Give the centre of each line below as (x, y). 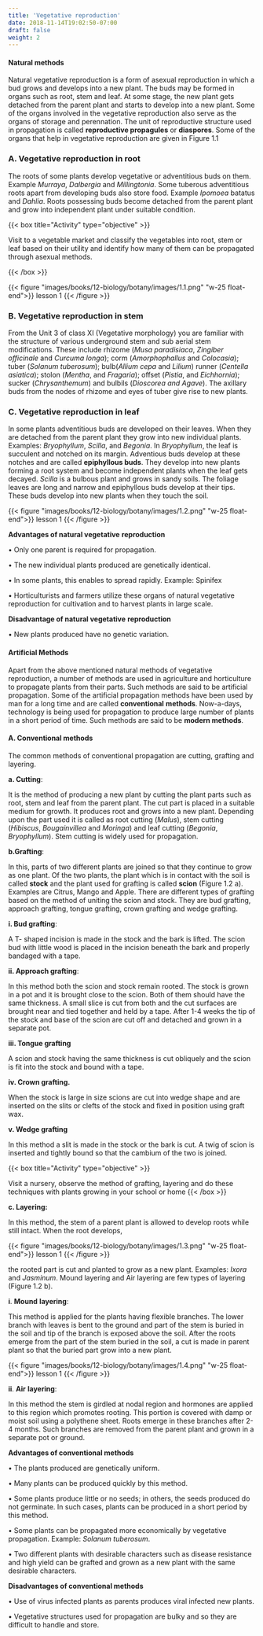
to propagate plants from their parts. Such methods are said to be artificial (128, 687)
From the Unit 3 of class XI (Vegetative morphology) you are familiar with (126, 333)
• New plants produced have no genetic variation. (89, 635)
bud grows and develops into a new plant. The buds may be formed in (121, 88)
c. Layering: (28, 1207)
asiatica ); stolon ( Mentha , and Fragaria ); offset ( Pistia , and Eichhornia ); (124, 375)
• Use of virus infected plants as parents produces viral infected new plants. (131, 1601)
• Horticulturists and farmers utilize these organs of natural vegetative (122, 595)
